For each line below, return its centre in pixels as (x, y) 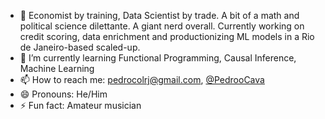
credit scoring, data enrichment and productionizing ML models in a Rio (167, 36)
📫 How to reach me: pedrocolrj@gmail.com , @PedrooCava (142, 79)
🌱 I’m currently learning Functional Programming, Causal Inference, (158, 58)
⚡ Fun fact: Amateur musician (80, 105)
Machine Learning (57, 68)
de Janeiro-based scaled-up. (80, 47)
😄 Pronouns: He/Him (63, 94)
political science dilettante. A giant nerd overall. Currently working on (162, 26)
